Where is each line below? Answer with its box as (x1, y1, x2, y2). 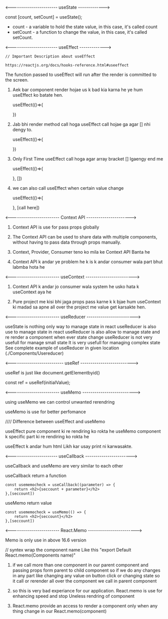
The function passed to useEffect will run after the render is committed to (5, 71, 157, 78)
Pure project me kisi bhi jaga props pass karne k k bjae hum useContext (12, 299, 161, 304)
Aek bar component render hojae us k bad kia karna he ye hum (12, 87, 143, 93)
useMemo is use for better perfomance (5, 409, 86, 415)
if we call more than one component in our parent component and (12, 562, 149, 568)
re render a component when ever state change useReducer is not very (5, 334, 153, 340)
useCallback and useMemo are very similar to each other (5, 463, 123, 469)
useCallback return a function (5, 473, 67, 479)
